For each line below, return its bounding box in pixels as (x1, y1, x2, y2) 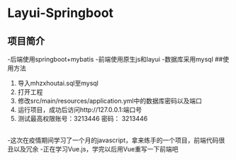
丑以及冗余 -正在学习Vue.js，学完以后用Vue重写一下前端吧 (7, 145, 179, 154)
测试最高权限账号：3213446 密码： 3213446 (17, 115, 148, 122)
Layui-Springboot (7, 5, 114, 21)
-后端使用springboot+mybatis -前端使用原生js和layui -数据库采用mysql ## (7, 55, 223, 63)
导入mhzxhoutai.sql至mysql (17, 79, 99, 87)
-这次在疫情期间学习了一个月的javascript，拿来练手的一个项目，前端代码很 (7, 136, 225, 144)
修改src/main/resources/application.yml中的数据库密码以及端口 (17, 97, 202, 105)
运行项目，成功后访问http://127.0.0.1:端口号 (17, 105, 142, 114)
